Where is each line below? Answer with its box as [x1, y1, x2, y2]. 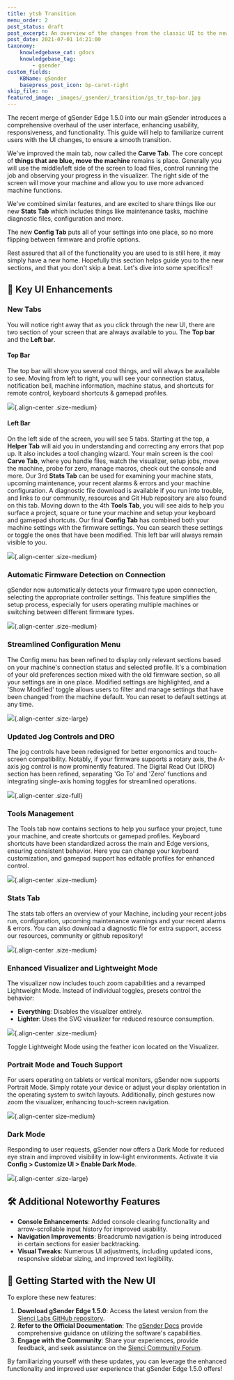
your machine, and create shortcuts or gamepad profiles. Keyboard [7, 832, 201, 840]
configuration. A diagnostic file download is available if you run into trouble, [7, 487, 224, 495]
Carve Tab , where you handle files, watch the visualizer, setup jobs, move [7, 457, 219, 465]
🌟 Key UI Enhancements [7, 283, 114, 296]
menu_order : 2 [7, 17, 49, 24]
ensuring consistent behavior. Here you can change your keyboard [7, 847, 199, 855]
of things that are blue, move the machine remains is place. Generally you [7, 157, 221, 164]
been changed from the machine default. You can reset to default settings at [7, 692, 226, 700]
